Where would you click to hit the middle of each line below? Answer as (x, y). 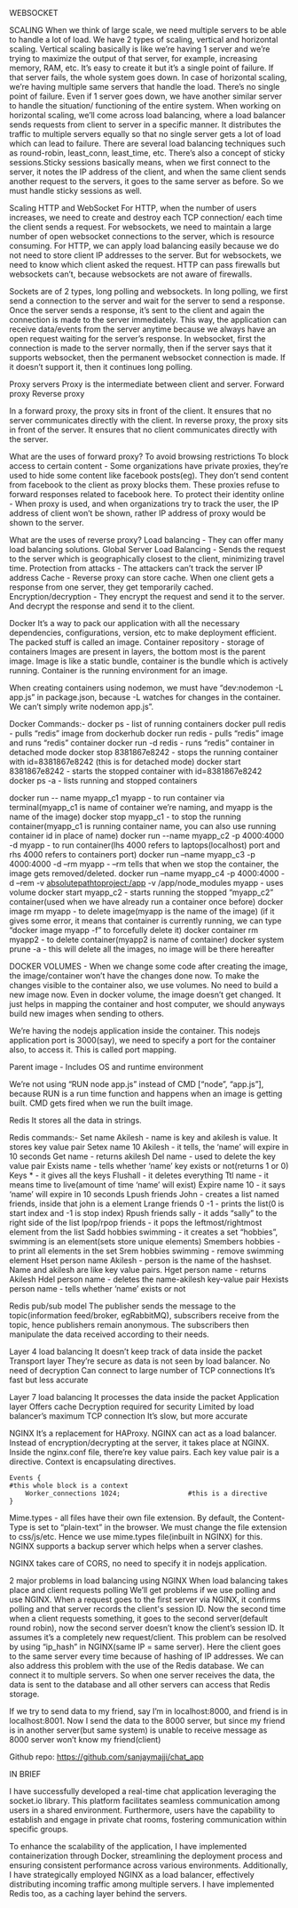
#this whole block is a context (69, 1485)
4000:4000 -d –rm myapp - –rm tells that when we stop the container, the (144, 864)
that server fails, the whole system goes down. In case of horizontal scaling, (148, 77)
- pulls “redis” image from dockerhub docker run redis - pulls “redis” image (146, 733)
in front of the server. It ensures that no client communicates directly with (143, 430)
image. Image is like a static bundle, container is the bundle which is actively (149, 661)
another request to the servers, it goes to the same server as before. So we (146, 181)
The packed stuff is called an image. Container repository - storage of (137, 642)
